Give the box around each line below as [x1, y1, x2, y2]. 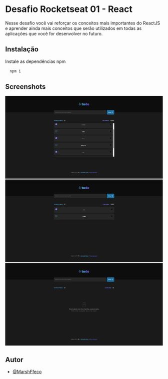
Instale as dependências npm [5, 58, 66, 64]
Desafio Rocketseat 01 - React [5, 3, 132, 15]
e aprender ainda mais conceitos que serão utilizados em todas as [5, 25, 142, 31]
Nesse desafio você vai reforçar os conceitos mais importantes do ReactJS [5, 20, 160, 26]
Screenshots [5, 82, 46, 91]
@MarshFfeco [12, 369, 42, 375]
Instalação [5, 45, 39, 53]
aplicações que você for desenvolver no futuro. [5, 30, 103, 36]
